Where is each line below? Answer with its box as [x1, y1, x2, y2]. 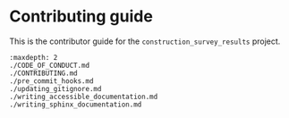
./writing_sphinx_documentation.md [9, 100, 142, 109]
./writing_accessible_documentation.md [9, 92, 158, 101]
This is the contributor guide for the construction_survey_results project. [9, 36, 281, 46]
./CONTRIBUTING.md [9, 69, 78, 78]
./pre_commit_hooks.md [9, 76, 94, 86]
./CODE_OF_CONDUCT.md [9, 61, 90, 70]
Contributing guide [9, 6, 154, 27]
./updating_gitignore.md [9, 84, 102, 93]
